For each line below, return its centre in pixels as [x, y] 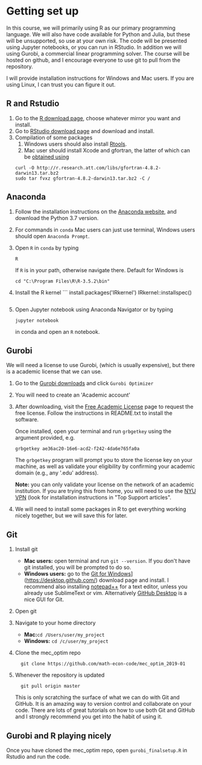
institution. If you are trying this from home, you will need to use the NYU [105, 491]
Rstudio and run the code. [39, 757]
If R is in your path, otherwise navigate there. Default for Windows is [99, 270]
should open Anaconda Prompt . [52, 236]
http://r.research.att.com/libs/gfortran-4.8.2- [99, 168]
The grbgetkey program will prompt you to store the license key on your [104, 460]
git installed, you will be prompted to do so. [77, 567]
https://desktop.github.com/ [61, 580]
